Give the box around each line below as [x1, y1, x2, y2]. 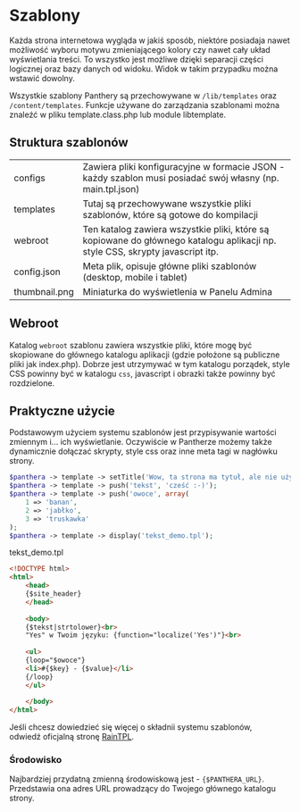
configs [13, 172, 46, 184]
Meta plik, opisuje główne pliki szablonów [82, 260, 257, 272]
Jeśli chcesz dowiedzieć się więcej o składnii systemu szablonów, [9, 722, 253, 732]
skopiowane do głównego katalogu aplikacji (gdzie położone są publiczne [9, 349, 280, 360]
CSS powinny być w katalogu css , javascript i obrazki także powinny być [9, 368, 276, 379]
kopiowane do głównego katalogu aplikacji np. [82, 234, 277, 247]
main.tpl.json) [82, 182, 140, 195]
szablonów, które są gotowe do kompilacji [82, 208, 259, 221]
